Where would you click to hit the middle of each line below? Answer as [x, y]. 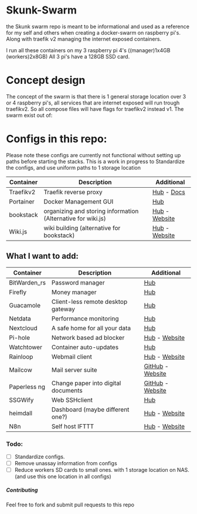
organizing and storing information [91, 211]
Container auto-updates [85, 347]
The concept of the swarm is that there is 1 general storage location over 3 [96, 96]
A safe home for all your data [91, 328]
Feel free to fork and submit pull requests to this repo [70, 505]
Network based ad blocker [88, 337]
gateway [63, 309]
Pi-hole [20, 337]
